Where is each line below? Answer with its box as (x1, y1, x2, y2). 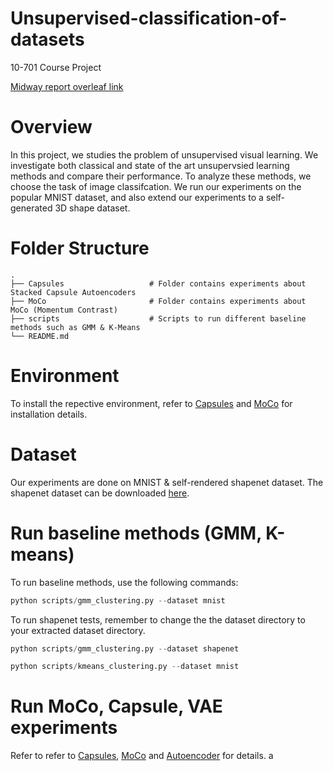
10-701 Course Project (10, 61, 102, 73)
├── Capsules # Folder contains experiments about (10, 278, 307, 289)
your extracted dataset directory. (10, 624, 146, 636)
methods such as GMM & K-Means (10, 322, 141, 332)
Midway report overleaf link (10, 80, 124, 92)
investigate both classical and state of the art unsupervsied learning (10, 159, 290, 171)
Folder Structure (10, 237, 150, 260)
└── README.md (10, 331, 70, 341)
